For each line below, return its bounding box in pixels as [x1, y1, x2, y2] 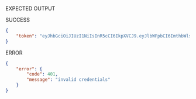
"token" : [16, 33, 37, 39]
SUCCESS [5, 16, 30, 23]
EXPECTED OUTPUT [5, 5, 56, 12]
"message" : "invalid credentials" [26, 77, 111, 83]
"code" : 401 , [26, 71, 59, 77]
